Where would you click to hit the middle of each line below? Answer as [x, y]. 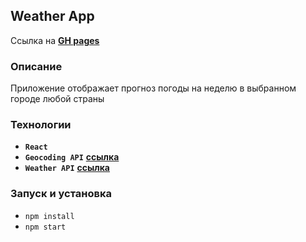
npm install [49, 216]
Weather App [52, 16]
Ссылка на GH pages [55, 40]
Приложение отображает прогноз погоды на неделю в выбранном [153, 88]
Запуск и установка [61, 194]
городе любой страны [57, 99]
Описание [36, 66]
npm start [45, 227]
